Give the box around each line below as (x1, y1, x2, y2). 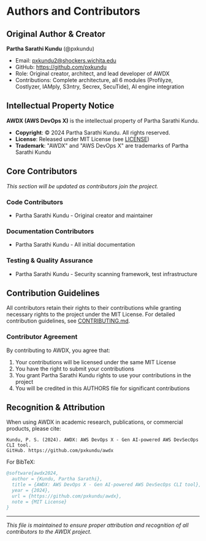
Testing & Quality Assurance (6, 256, 93, 265)
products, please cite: (6, 425, 61, 432)
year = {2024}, (12, 488, 51, 494)
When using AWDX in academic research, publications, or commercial (6, 418, 183, 426)
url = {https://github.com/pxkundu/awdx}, (12, 493, 122, 499)
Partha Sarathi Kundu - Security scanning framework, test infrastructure (15, 270, 197, 277)
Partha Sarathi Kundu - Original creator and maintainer (15, 212, 153, 219)
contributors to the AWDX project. (6, 528, 92, 535)
